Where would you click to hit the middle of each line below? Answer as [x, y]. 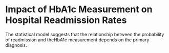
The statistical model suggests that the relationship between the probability [85, 34]
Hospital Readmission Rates [66, 20]
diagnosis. [16, 45]
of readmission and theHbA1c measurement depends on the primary [77, 40]
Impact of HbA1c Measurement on [79, 9]
